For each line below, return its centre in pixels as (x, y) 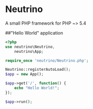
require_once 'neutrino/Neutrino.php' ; (47, 61)
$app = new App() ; (24, 74)
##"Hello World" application (34, 33)
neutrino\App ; (29, 51)
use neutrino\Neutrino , (30, 47)
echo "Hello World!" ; (37, 88)
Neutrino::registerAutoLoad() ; (38, 70)
